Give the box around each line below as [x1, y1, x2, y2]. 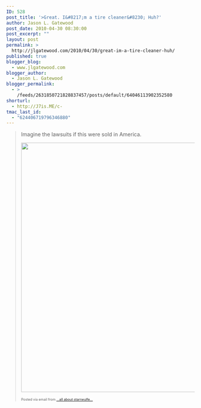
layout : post [6, 36, 39, 42]
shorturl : [6, 98, 31, 103]
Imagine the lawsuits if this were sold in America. [20, 131, 142, 138]
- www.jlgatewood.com [11, 64, 66, 71]
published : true [6, 53, 47, 59]
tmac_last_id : [6, 109, 42, 115]
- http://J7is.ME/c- [11, 103, 63, 109]
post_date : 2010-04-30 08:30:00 [6, 25, 87, 32]
